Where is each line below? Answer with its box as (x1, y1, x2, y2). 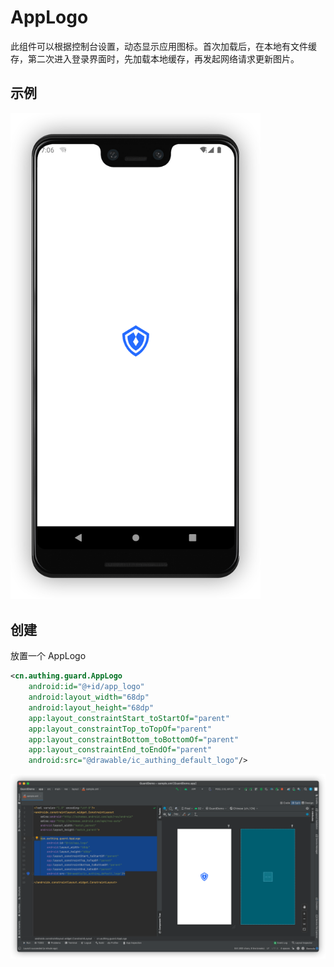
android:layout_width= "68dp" (28, 692, 150, 703)
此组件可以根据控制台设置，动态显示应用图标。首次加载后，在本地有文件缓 (10, 40, 317, 52)
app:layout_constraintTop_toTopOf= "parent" (28, 724, 213, 734)
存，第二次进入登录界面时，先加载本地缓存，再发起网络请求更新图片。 (10, 52, 300, 65)
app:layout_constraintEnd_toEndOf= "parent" (28, 745, 213, 755)
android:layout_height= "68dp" (28, 702, 155, 713)
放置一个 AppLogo (10, 650, 87, 662)
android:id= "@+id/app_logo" (28, 682, 145, 692)
